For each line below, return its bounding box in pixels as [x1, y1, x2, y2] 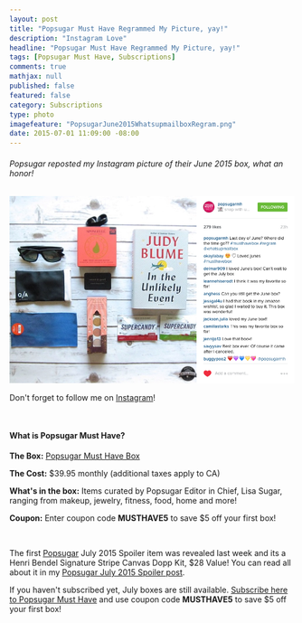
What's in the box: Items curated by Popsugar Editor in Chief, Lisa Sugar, [9, 486, 283, 496]
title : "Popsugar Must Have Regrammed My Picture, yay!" [9, 24, 229, 33]
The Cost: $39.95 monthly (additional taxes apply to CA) [9, 468, 221, 478]
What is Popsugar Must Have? [9, 430, 126, 441]
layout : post [9, 14, 59, 24]
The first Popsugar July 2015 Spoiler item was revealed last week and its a [9, 548, 287, 558]
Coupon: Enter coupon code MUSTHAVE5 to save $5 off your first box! [9, 513, 277, 524]
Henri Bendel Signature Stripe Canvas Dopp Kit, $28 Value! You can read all [9, 557, 291, 568]
